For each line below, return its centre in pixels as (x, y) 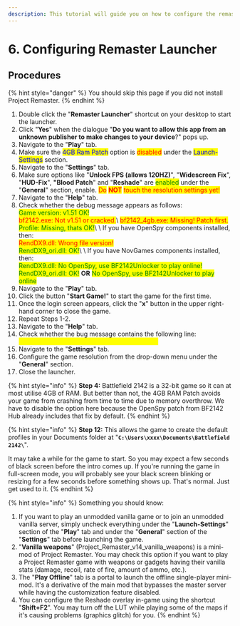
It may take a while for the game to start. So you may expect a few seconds (119, 458)
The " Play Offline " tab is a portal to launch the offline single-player (116, 577)
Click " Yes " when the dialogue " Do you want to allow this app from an (122, 129)
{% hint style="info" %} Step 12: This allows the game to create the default (118, 429)
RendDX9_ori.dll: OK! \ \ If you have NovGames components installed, (119, 250)
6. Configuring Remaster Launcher (113, 49)
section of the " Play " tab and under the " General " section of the (113, 531)
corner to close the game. (73, 311)
